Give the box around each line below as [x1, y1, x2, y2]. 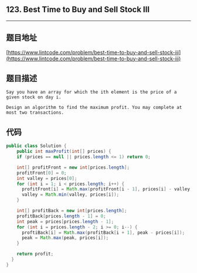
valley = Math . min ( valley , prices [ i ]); [21, 192, 119, 198]
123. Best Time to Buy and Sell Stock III [6, 5, 150, 15]
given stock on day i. [6, 94, 62, 100]
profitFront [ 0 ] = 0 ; [16, 170, 67, 176]
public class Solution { [6, 143, 67, 149]
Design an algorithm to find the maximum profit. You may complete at [6, 105, 182, 111]
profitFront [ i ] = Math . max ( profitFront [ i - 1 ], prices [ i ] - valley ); [21, 186, 195, 192]
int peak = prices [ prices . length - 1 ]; [16, 219, 114, 224]
